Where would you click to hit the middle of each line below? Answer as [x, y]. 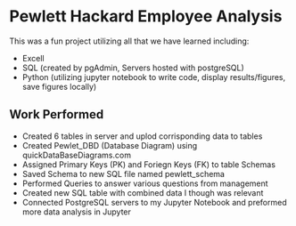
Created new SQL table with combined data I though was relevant [143, 192]
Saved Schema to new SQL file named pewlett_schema [123, 174]
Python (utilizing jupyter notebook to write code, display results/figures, [154, 77]
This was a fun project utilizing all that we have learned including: [129, 41]
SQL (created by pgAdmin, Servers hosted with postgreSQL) [133, 68]
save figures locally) [59, 86]
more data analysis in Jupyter [77, 212]
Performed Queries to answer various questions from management [145, 183]
